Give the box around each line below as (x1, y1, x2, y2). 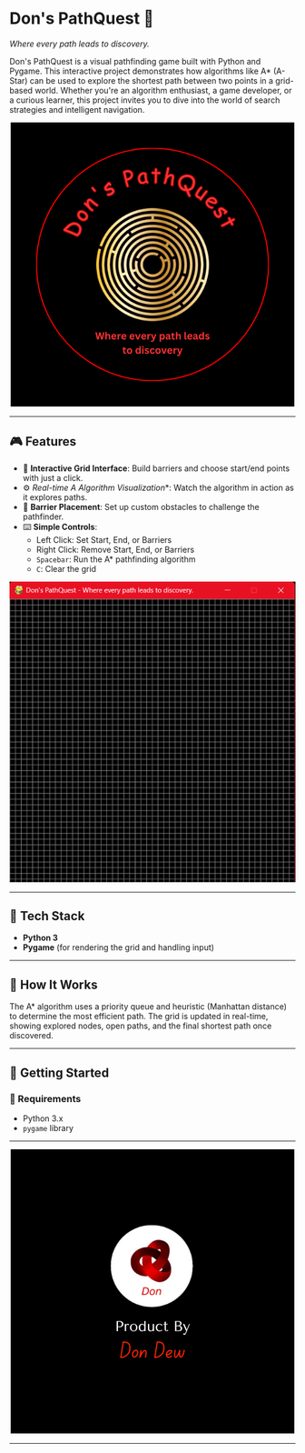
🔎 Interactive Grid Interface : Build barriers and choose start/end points (22, 463, 290, 474)
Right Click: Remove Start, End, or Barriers (35, 544, 195, 555)
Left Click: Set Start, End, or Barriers (35, 534, 172, 545)
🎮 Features (9, 434, 77, 449)
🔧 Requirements (9, 1092, 82, 1105)
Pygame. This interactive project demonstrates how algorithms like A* (9, 65, 272, 76)
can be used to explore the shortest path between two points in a (29, 75, 274, 85)
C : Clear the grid (35, 563, 97, 574)
